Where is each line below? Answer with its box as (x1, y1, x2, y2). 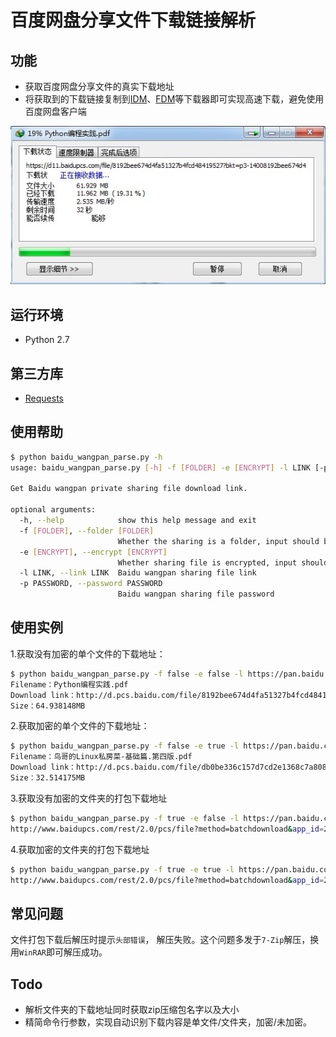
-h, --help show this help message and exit (19, 516, 257, 526)
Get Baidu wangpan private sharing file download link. (10, 484, 248, 494)
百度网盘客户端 (24, 106, 87, 117)
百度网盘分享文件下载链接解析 (10, 9, 257, 32)
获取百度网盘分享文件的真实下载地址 (24, 81, 175, 92)
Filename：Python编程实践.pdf (10, 679, 129, 690)
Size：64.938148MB (10, 701, 86, 711)
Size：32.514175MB (10, 773, 86, 783)
